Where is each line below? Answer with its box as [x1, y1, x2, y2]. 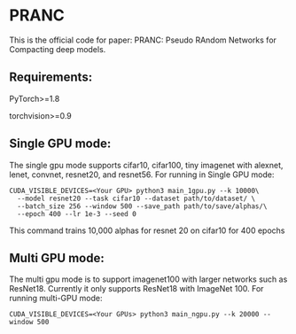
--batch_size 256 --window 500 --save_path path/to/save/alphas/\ [17, 201, 268, 211]
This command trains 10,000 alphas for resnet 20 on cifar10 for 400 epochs [9, 225, 285, 236]
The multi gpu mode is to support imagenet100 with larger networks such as [9, 274, 288, 284]
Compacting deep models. [9, 43, 106, 54]
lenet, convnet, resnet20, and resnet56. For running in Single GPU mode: [9, 169, 275, 180]
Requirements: [9, 70, 93, 85]
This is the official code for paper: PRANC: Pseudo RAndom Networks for [9, 35, 277, 45]
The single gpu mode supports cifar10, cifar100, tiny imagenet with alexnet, [9, 159, 284, 170]
